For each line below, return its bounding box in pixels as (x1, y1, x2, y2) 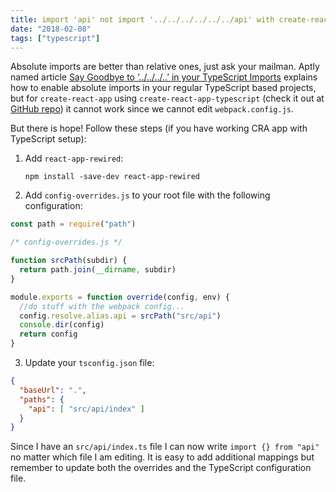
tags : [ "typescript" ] (10, 33, 101, 43)
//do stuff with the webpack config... (19, 301, 186, 311)
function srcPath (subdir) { (10, 256, 128, 266)
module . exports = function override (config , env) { (10, 292, 230, 302)
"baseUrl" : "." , (19, 385, 87, 395)
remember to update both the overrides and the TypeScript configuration (10, 462, 312, 474)
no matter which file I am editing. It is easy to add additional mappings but (10, 451, 315, 463)
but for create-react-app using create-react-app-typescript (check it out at (10, 92, 325, 105)
